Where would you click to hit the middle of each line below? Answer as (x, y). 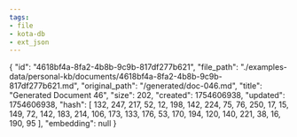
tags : (19, 17)
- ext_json (29, 42)
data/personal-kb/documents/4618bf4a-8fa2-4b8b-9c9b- (116, 77)
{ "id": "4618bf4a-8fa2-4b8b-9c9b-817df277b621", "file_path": (124, 67)
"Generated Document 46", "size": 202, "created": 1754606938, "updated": (147, 95)
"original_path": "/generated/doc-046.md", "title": (172, 86)
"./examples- (264, 67)
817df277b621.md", (44, 86)
